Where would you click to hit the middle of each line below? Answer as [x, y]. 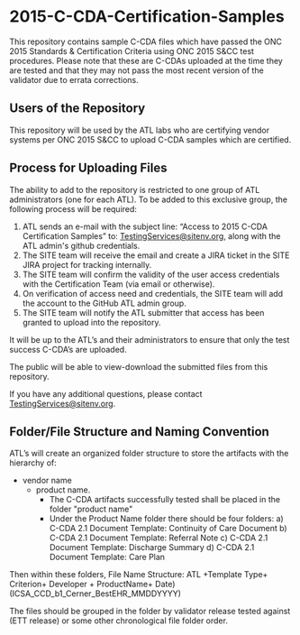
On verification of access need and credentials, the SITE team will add [153, 293]
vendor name [47, 481]
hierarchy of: [33, 463]
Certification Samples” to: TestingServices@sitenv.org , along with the [151, 235]
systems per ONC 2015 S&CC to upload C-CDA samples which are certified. [150, 139]
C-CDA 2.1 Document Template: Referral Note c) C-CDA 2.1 [159, 538]
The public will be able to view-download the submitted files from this [139, 366]
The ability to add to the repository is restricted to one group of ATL [135, 189]
